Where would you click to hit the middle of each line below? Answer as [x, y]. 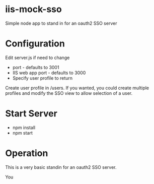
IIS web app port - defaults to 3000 [49, 73]
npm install [24, 128]
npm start [22, 133]
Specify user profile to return [43, 78]
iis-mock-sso [33, 9]
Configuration [35, 44]
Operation [27, 153]
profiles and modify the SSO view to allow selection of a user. [69, 93]
